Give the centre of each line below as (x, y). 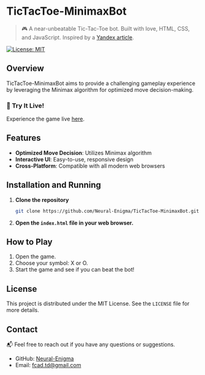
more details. (23, 310)
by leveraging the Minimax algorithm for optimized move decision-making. (100, 89)
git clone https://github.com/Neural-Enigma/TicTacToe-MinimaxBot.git (107, 211)
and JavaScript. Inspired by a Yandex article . (78, 37)
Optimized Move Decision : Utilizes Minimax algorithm (83, 153)
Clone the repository (42, 199)
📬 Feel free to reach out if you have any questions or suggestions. (91, 344)
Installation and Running (54, 185)
